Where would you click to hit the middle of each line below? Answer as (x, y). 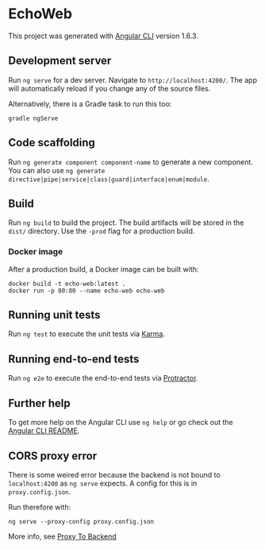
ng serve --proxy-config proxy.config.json (81, 521)
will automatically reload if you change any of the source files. (109, 88)
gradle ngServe (33, 118)
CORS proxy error (53, 456)
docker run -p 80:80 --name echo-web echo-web (86, 291)
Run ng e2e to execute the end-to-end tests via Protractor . (103, 378)
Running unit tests (54, 315)
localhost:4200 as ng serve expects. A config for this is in (103, 483)
